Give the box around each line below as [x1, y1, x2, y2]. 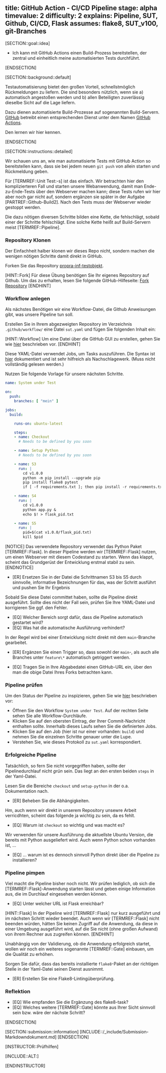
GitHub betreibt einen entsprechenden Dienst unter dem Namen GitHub [5, 114, 151, 120]
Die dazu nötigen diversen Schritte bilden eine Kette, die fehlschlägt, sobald [5, 214, 160, 219]
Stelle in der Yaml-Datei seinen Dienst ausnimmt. [5, 966, 105, 972]
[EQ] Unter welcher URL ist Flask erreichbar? [12, 901, 104, 906]
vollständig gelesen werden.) [5, 361, 64, 367]
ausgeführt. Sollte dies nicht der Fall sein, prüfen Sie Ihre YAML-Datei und [5, 600, 155, 605]
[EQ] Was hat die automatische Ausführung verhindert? [12, 625, 125, 631]
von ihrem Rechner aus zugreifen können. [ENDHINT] [5, 931, 114, 937]
